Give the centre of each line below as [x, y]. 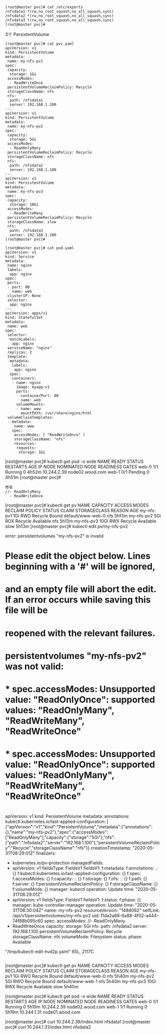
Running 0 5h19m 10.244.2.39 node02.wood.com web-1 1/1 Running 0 [76, 1007]
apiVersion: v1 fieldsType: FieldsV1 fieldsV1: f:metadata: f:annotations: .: [85, 868]
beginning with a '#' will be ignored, [80, 567]
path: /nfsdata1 [26, 100]
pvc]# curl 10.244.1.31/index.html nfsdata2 [48, 1027]
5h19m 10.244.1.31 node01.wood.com [43, 1012]
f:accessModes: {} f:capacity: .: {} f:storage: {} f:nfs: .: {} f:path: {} [80, 879]
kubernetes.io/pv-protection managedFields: [58, 863]
